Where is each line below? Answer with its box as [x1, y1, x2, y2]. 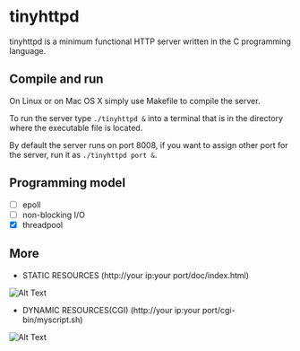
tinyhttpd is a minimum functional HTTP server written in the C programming [9, 36, 291, 47]
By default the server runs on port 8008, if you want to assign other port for [9, 139, 288, 150]
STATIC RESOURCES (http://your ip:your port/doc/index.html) [21, 269, 249, 280]
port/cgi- [201, 304, 236, 315]
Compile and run [9, 72, 104, 87]
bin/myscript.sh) [21, 314, 83, 325]
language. [9, 45, 47, 56]
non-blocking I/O [21, 209, 85, 220]
